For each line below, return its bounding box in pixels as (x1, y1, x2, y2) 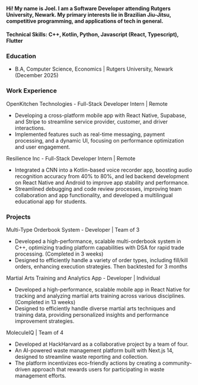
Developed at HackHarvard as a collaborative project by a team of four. (14, 340, 189, 348)
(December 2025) (14, 72, 59, 79)
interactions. (14, 124, 46, 131)
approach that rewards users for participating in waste (31, 366, 165, 373)
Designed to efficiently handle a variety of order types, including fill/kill (14, 257, 188, 264)
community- (162, 359, 192, 367)
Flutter (6, 37, 23, 45)
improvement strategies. (14, 318, 75, 325)
